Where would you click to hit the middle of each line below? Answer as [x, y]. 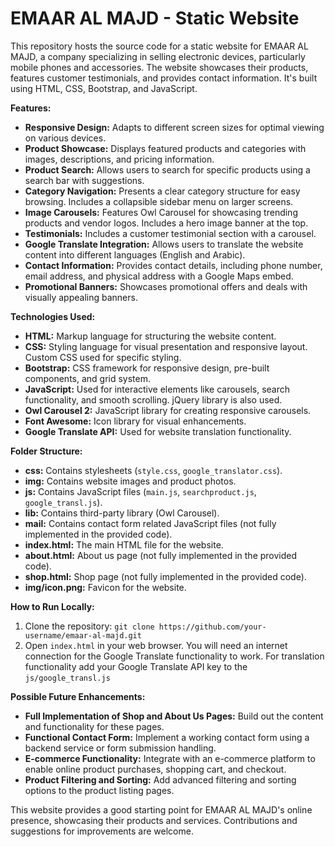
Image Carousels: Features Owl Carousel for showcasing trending [161, 212]
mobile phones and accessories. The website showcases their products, [159, 67]
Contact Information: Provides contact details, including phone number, [173, 265]
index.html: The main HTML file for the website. [124, 544]
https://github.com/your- [212, 627]
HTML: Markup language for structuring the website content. [150, 336]
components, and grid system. [88, 378]
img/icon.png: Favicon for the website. [105, 587]
